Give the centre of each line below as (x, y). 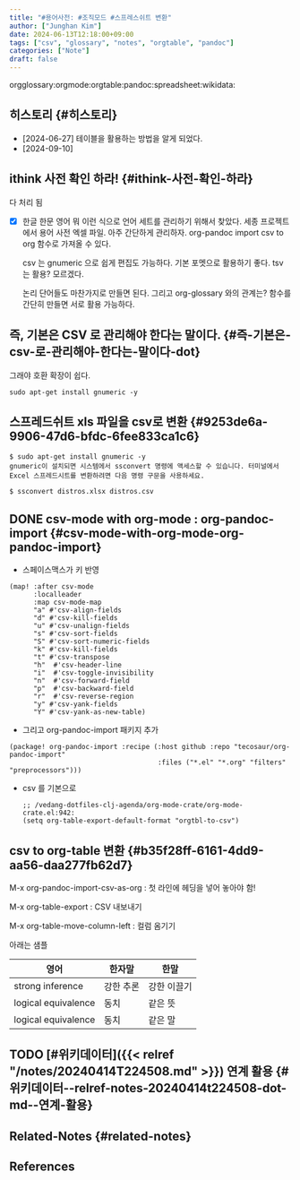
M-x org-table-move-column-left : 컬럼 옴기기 (93, 926)
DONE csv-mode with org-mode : (104, 519)
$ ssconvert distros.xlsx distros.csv (81, 492)
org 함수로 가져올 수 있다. (67, 244)
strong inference (48, 986)
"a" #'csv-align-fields (77, 610)
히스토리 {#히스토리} (64, 115)
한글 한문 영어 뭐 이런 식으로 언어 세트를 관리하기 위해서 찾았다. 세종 (140, 221)
